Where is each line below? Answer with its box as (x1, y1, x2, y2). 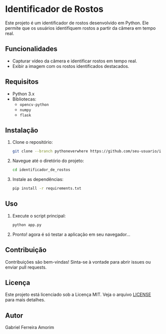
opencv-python (19, 102, 49, 107)
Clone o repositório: (12, 139, 53, 145)
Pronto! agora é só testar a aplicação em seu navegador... (12, 231, 130, 237)
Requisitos (5, 78, 39, 86)
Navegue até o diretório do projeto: (12, 158, 84, 164)
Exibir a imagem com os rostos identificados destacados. (12, 63, 130, 69)
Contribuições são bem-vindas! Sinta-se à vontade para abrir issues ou (5, 259, 151, 265)
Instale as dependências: (12, 176, 63, 182)
